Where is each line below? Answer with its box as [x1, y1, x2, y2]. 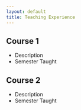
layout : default [6, 8, 46, 15]
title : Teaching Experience [6, 14, 76, 20]
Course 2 [6, 75, 41, 85]
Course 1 [6, 36, 40, 46]
